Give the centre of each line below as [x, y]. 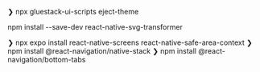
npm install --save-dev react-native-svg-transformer [95, 27]
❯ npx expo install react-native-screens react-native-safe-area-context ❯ [130, 42]
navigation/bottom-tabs [47, 60]
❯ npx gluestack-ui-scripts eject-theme [73, 12]
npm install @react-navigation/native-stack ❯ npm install [102, 51]
